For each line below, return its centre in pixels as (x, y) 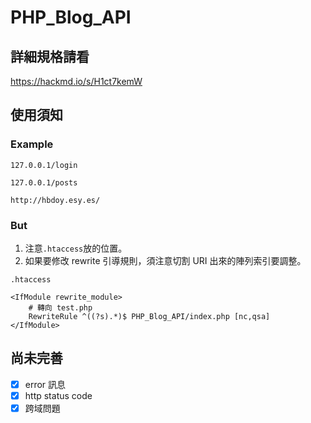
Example (32, 144)
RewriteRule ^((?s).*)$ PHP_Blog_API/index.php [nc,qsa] (149, 316)
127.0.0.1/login (44, 165)
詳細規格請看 (50, 56)
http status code (58, 395)
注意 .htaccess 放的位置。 (76, 248)
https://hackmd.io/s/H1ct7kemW (76, 81)
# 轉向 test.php (60, 307)
